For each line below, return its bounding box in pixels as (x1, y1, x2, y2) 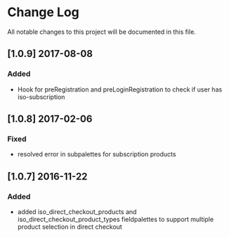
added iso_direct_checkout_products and (17, 208, 137, 215)
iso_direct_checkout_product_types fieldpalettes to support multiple (17, 215, 214, 223)
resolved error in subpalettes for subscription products (17, 150, 176, 158)
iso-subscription (17, 92, 65, 101)
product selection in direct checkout (17, 223, 123, 231)
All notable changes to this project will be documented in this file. (7, 27, 197, 36)
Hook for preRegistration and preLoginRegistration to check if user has (17, 85, 223, 94)
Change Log (7, 4, 79, 20)
